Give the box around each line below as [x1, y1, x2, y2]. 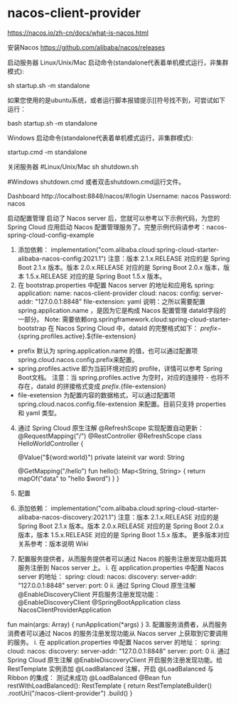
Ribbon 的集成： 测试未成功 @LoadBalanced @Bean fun [7, 673, 172, 682]
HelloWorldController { [17, 439, 84, 448]
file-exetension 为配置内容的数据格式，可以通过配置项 [17, 390, 175, 399]
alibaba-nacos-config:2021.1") [17, 254, 107, 263]
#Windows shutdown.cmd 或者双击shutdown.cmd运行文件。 [7, 177, 185, 186]
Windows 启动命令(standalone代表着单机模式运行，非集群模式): [7, 133, 194, 142]
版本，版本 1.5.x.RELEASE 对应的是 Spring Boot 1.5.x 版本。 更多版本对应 [17, 530, 230, 539]
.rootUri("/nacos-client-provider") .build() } [7, 688, 133, 697]
